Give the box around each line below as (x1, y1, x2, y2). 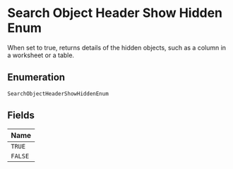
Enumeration (7, 71, 66, 83)
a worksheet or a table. (7, 51, 75, 59)
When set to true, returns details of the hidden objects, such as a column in (7, 43, 227, 52)
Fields (7, 110, 35, 122)
